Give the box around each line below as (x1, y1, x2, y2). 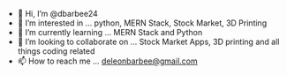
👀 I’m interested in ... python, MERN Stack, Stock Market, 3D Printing (17, 18, 268, 28)
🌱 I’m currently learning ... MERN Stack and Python (17, 27, 203, 37)
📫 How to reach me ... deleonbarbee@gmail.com (17, 56, 198, 66)
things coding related (17, 46, 95, 56)
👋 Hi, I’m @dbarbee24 (17, 9, 99, 19)
